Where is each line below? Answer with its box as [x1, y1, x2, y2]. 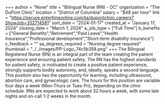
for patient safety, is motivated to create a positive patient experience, [5, 62, 148, 68]
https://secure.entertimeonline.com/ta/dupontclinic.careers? [11, 15, 134, 20]
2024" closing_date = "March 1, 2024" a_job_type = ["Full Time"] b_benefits [5, 25, 160, 31]
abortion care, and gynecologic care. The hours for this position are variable [5, 77, 161, 83]
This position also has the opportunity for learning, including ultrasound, [5, 72, 152, 78]
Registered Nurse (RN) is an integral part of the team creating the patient [5, 51, 153, 57]
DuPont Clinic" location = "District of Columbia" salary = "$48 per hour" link [5, 9, 160, 15]
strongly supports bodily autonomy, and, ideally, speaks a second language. [5, 67, 160, 73]
